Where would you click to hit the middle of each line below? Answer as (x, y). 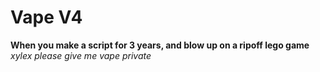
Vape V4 (46, 17)
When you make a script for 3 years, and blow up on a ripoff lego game (160, 45)
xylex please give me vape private (81, 55)
